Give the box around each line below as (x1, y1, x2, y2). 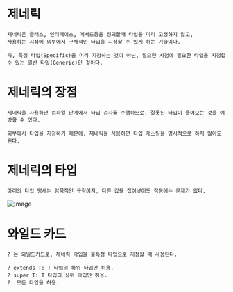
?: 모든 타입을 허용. (7, 279, 60, 286)
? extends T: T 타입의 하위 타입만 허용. (7, 264, 114, 271)
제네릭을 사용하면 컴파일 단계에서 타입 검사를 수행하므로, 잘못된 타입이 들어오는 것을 (7, 109, 217, 116)
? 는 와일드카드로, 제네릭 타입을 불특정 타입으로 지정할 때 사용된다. (7, 251, 178, 258)
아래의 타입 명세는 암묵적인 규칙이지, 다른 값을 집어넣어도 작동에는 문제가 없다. (7, 187, 206, 195)
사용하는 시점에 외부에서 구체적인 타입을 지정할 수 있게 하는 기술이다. (7, 38, 181, 45)
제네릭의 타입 (7, 163, 78, 179)
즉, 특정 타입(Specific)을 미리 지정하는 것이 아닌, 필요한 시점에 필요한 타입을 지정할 (7, 51, 226, 59)
